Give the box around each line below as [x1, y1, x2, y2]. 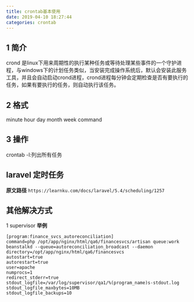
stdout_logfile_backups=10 [6, 290, 72, 296]
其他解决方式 [6, 206, 53, 216]
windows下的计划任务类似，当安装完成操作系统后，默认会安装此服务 [21, 67, 187, 74]
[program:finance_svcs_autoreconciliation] [6, 234, 114, 240]
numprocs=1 [6, 270, 33, 276]
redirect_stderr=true [6, 275, 59, 281]
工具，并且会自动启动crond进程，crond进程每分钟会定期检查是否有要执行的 [6, 74, 189, 81]
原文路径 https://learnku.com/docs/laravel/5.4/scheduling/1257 [6, 186, 165, 194]
